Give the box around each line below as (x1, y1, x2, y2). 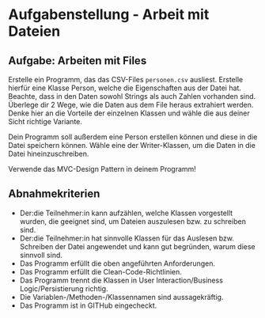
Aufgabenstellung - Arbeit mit (8, 6, 210, 24)
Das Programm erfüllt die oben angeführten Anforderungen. (19, 259, 216, 268)
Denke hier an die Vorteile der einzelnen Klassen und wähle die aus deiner (8, 108, 251, 118)
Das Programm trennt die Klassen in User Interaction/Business (19, 275, 224, 285)
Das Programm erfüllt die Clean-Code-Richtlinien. (19, 267, 182, 276)
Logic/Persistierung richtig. (19, 283, 108, 293)
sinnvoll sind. (19, 250, 63, 259)
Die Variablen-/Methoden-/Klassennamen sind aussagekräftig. (19, 292, 224, 301)
